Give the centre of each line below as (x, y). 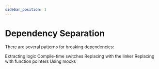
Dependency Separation (55, 33)
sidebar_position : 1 (26, 9)
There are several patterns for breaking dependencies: (60, 47)
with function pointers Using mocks (40, 61)
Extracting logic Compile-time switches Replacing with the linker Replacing (80, 56)
